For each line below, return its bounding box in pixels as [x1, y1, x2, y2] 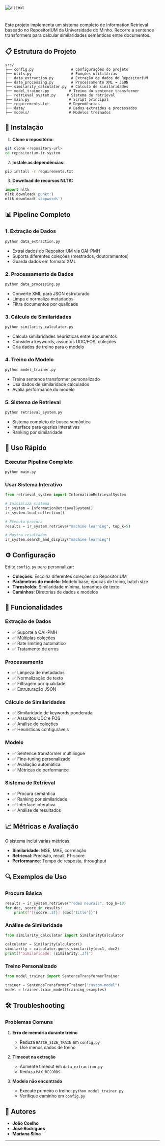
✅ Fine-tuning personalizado [12, 756, 71, 762]
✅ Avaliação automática [12, 761, 60, 767]
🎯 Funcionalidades [5, 603, 63, 612]
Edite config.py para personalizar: [5, 563, 75, 570]
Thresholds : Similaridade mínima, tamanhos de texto [12, 584, 120, 589]
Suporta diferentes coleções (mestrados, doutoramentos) [12, 253, 129, 259]
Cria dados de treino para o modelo [12, 344, 84, 350]
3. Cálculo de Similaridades [5, 313, 72, 320]
